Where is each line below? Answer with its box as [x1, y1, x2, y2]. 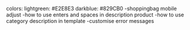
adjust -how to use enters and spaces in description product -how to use [6, 11, 185, 18]
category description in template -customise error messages [6, 18, 154, 24]
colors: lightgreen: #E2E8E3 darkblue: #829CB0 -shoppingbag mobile [6, 5, 178, 12]
